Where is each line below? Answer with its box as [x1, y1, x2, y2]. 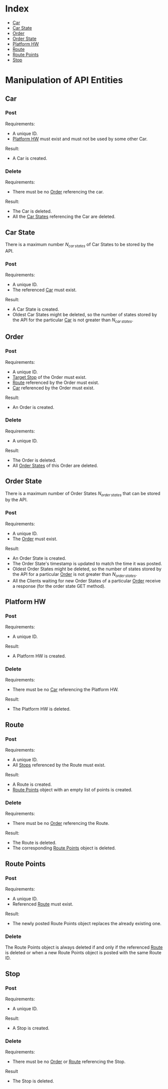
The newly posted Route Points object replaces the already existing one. [12, 921, 161, 927]
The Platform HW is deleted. [12, 706, 71, 712]
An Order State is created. [12, 555, 66, 561]
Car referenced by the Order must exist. [12, 384, 95, 391]
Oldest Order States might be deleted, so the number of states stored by [12, 566, 161, 572]
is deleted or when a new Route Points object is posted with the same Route [5, 950, 161, 956]
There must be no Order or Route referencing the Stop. [12, 1058, 126, 1065]
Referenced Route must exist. [12, 901, 73, 907]
